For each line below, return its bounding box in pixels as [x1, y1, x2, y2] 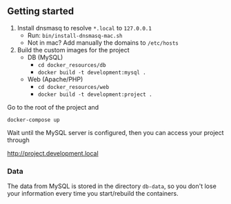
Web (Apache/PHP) [27, 75, 83, 83]
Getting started [7, 6, 74, 17]
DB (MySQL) [27, 53, 63, 61]
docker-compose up [7, 116, 60, 123]
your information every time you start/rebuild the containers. [7, 190, 179, 198]
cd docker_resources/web [37, 83, 110, 90]
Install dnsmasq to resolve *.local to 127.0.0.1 [17, 23, 152, 32]
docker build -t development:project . [37, 91, 153, 98]
